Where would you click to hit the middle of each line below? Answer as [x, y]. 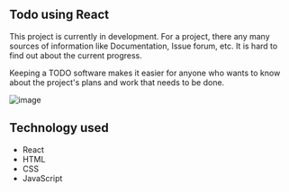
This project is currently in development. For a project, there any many [140, 36]
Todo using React [59, 15]
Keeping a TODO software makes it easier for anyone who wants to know [145, 73]
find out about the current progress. [76, 55]
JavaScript [42, 178]
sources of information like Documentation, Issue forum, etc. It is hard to [144, 46]
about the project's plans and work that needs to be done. [117, 82]
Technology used [59, 128]
